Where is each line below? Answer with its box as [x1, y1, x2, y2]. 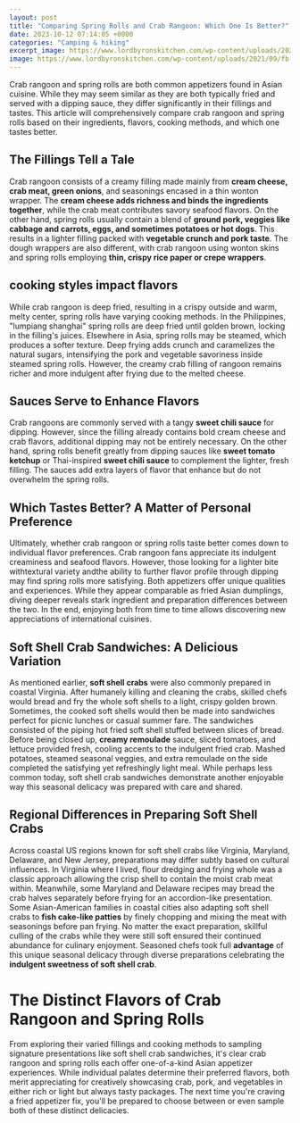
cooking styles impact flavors [9, 278, 179, 293]
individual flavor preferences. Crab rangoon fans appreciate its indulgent [9, 547, 277, 558]
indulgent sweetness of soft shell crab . [9, 959, 157, 969]
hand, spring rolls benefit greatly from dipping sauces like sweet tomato [9, 445, 276, 456]
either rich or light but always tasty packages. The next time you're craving [9, 1086, 286, 1096]
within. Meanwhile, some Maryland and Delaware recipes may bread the [9, 883, 275, 894]
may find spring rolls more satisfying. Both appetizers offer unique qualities [9, 576, 286, 586]
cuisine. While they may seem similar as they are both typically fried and [9, 88, 276, 99]
